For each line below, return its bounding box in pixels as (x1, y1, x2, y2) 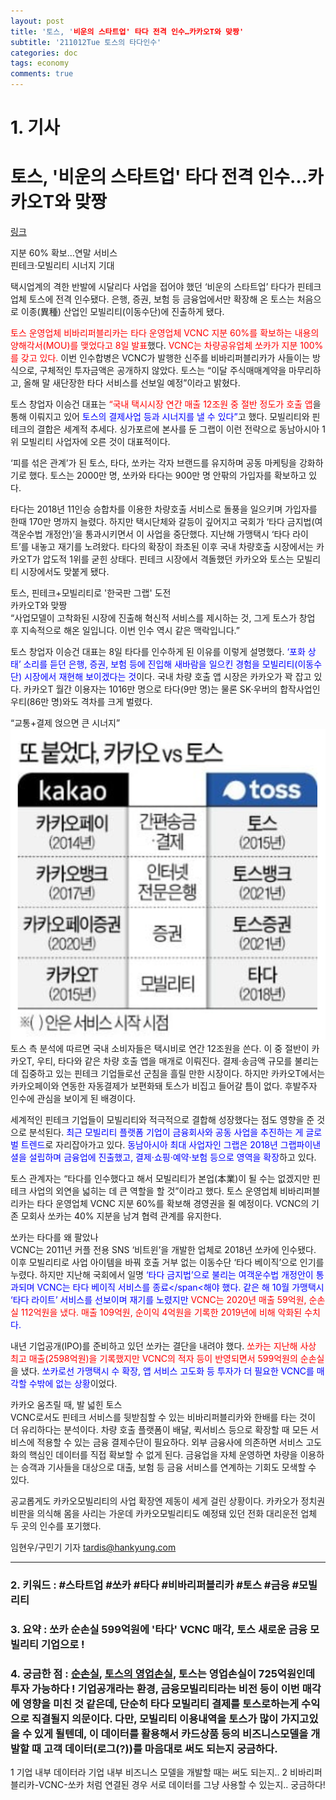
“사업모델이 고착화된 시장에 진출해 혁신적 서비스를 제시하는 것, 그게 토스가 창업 (10, 612, 316, 624)
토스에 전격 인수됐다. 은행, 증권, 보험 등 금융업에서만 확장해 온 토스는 (28, 293, 295, 305)
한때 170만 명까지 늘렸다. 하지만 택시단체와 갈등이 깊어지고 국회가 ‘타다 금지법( (10, 516, 315, 528)
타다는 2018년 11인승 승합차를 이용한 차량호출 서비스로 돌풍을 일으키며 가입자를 (10, 503, 318, 515)
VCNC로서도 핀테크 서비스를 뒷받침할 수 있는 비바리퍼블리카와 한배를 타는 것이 (10, 1411, 316, 1424)
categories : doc (10, 48, 78, 58)
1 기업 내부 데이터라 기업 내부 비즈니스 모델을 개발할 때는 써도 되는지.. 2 (10, 1766, 288, 1779)
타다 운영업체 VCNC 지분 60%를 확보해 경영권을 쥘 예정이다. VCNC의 (36, 1198, 310, 1210)
